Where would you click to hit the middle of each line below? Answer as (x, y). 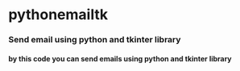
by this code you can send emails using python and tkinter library (120, 58)
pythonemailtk (58, 15)
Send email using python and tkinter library (95, 40)
